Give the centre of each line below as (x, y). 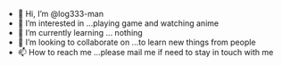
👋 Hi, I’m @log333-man (61, 14)
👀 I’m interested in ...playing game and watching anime (118, 23)
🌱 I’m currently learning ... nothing (80, 33)
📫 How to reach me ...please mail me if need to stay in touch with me (145, 52)
